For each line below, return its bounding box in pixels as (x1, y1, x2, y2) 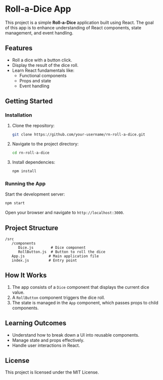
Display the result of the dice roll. (12, 62, 79, 68)
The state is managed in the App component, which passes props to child (12, 300, 159, 305)
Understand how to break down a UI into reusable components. (12, 332, 140, 338)
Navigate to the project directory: (12, 141, 79, 147)
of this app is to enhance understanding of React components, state (5, 24, 142, 30)
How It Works (5, 271, 47, 280)
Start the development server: (5, 191, 65, 197)
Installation (5, 112, 33, 119)
